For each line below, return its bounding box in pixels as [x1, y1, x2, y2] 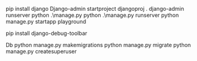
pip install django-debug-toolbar [5, 30, 88, 37]
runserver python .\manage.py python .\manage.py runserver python [5, 11, 179, 19]
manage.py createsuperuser [5, 48, 77, 55]
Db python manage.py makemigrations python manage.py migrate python [5, 42, 192, 48]
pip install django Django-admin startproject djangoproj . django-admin [5, 5, 184, 12]
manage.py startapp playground [5, 18, 87, 25]
